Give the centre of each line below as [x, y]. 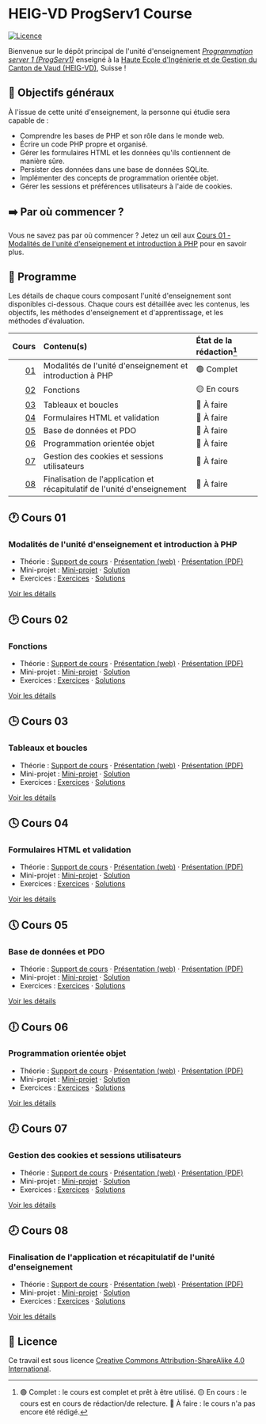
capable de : [28, 120]
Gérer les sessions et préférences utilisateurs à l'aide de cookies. [126, 186]
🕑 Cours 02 [38, 620]
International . [30, 1369]
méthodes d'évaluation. [47, 321]
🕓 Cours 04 [38, 823]
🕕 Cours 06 [38, 1027]
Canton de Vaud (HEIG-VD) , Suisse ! [67, 67]
